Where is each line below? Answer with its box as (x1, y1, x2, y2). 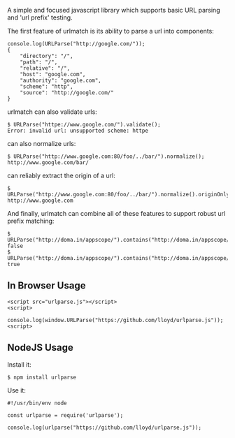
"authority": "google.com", (20, 77, 101, 84)
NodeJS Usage (7, 342, 73, 353)
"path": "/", (20, 59, 58, 66)
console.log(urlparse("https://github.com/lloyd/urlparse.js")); (7, 424, 201, 431)
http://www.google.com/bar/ (7, 159, 90, 166)
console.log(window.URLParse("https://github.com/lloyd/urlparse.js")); (7, 316, 224, 323)
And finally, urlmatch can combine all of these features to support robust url (7, 210, 226, 217)
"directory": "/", (20, 52, 73, 59)
